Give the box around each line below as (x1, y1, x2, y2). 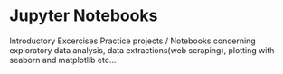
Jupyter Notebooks (9, 5, 158, 26)
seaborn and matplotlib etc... (9, 54, 117, 65)
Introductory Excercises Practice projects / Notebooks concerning (9, 35, 256, 46)
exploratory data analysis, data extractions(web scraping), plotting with (9, 44, 275, 55)
